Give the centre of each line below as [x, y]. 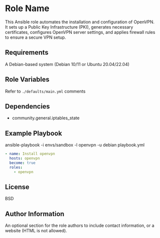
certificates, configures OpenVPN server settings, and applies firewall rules [80, 32]
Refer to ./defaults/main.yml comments [45, 91]
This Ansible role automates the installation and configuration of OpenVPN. [80, 22]
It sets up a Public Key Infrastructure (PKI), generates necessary [69, 27]
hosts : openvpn [25, 159]
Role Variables [27, 80]
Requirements [27, 53]
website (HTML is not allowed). [36, 231]
